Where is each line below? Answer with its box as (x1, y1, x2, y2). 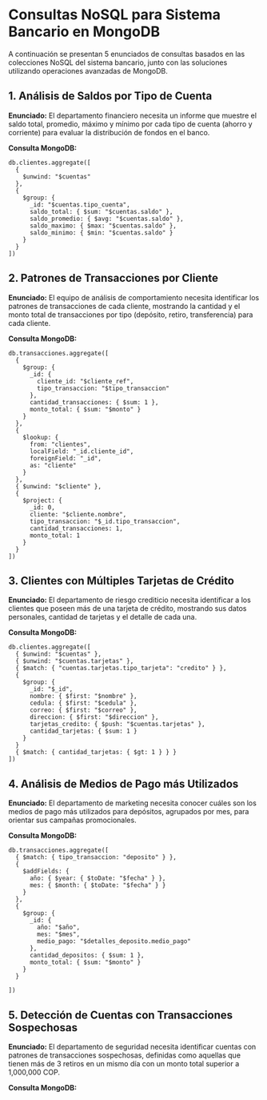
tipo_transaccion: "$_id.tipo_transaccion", (29, 517, 181, 525)
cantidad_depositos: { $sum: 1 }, (29, 951, 145, 960)
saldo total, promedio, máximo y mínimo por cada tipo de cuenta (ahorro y (8, 118, 253, 129)
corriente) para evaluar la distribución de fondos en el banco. (8, 127, 210, 137)
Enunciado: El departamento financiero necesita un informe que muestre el (8, 110, 257, 120)
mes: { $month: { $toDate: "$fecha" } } (29, 881, 166, 889)
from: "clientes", (29, 440, 91, 448)
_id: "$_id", (29, 685, 74, 693)
